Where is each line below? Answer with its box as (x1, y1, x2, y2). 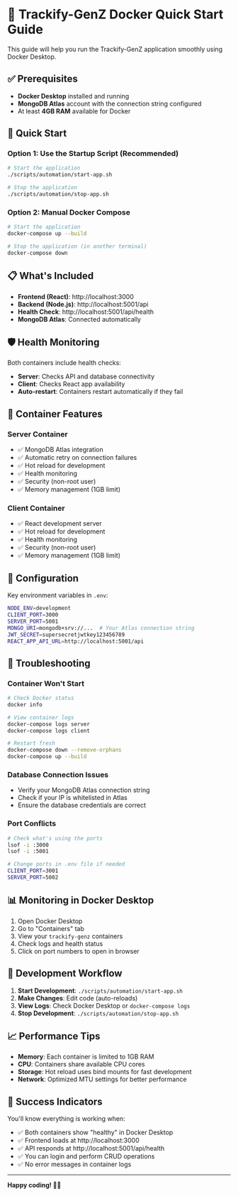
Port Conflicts (7, 818, 57, 828)
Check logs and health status (17, 939, 103, 948)
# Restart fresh (7, 740, 55, 747)
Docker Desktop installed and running (17, 91, 130, 100)
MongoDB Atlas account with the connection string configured (17, 99, 202, 108)
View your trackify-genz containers (17, 932, 123, 940)
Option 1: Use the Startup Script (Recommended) (7, 149, 179, 159)
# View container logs (7, 713, 74, 721)
